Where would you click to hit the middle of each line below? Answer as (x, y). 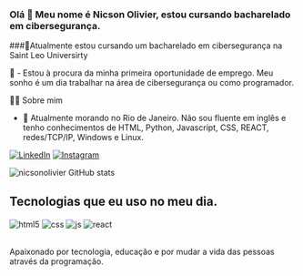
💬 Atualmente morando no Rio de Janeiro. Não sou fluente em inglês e (154, 118)
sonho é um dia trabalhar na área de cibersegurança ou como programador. (151, 83)
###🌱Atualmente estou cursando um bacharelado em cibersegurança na (146, 46)
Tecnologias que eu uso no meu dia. (114, 201)
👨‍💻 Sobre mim (36, 100)
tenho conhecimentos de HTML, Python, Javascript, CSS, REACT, (146, 128)
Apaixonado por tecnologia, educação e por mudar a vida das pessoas (142, 251)
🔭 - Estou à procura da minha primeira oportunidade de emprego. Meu (141, 73)
